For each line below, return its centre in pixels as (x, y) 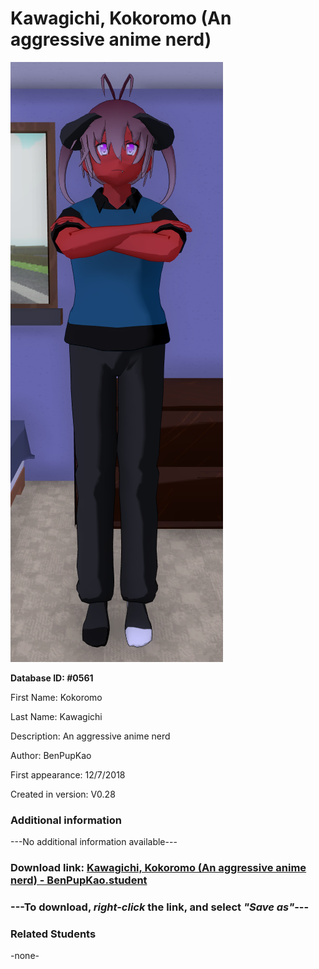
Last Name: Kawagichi (56, 716)
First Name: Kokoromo (56, 697)
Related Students (53, 934)
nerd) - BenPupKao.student (79, 880)
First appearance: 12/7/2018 (68, 774)
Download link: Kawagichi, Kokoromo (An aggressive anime (158, 868)
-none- (25, 956)
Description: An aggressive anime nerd (90, 736)
